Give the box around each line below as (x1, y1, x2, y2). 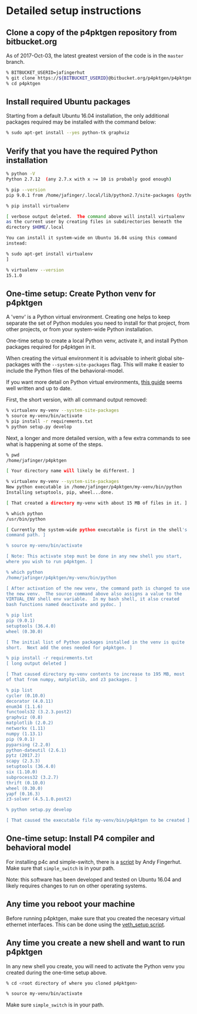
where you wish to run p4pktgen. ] (6, 559, 93, 565)
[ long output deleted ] (6, 661, 67, 666)
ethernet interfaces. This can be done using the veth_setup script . (6, 921, 166, 928)
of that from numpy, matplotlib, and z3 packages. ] (6, 677, 138, 683)
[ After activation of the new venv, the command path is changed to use (6, 585, 191, 591)
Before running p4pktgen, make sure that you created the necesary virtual (6, 914, 186, 921)
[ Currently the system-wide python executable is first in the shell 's (6, 526, 188, 533)
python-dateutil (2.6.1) (6, 747, 67, 753)
